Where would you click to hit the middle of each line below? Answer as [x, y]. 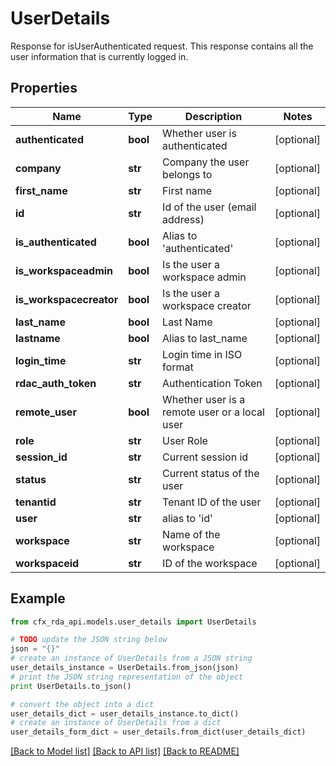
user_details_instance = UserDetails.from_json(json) [125, 668]
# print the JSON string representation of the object [127, 677]
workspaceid [47, 563]
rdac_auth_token [56, 383]
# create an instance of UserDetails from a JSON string [131, 658]
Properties [44, 88]
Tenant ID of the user [212, 502]
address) [183, 219]
